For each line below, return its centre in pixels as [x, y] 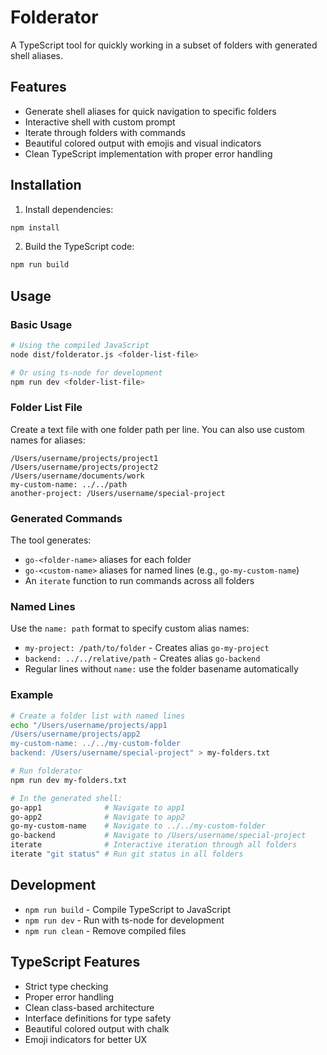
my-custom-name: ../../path [69, 484]
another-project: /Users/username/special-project [118, 493]
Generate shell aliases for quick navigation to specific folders [150, 111]
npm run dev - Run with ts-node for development [124, 920]
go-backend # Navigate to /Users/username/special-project [158, 836]
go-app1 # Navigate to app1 [98, 807]
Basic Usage [41, 324]
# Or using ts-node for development [86, 372]
